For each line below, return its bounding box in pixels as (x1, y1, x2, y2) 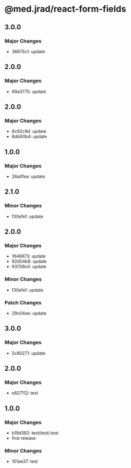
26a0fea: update (11, 173, 45, 179)
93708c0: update (11, 264, 47, 270)
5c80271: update (11, 350, 46, 356)
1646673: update (11, 253, 46, 259)
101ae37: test (11, 458, 38, 465)
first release (11, 435, 36, 441)
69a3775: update (11, 88, 46, 94)
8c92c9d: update (11, 128, 47, 134)
